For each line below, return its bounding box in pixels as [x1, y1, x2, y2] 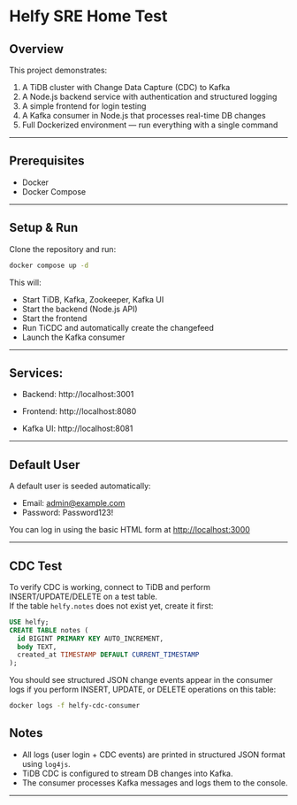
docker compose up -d [9, 261, 89, 270]
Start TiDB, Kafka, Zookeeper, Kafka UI [21, 294, 164, 304]
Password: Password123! [21, 507, 114, 518]
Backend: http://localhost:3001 [21, 389, 134, 400]
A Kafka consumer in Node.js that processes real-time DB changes [21, 111, 267, 120]
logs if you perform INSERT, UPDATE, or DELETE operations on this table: [9, 684, 277, 695]
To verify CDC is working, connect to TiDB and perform [9, 581, 210, 592]
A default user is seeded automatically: [9, 480, 152, 492]
